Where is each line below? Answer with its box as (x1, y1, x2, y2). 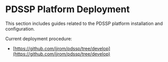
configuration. (5, 25, 35, 32)
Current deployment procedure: (5, 36, 73, 42)
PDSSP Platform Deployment (5, 4, 130, 15)
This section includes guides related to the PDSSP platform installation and (5, 20, 163, 26)
